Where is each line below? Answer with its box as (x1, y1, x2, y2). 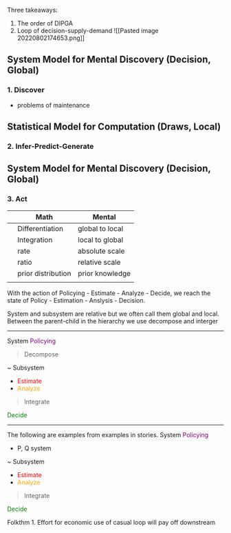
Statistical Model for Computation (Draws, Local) (7, 121, 221, 133)
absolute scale (78, 246, 125, 256)
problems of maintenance (16, 101, 90, 109)
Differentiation (17, 223, 64, 233)
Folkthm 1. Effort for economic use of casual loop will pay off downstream (7, 518, 215, 526)
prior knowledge (78, 268, 131, 278)
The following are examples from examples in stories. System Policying (7, 430, 209, 439)
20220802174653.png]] (16, 34, 85, 42)
